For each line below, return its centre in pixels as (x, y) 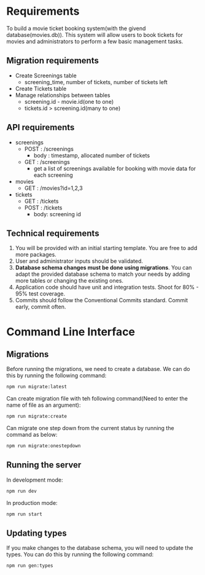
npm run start (25, 514)
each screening (53, 175)
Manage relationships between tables (63, 95)
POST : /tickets (43, 208)
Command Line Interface (71, 331)
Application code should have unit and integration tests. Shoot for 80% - (107, 287)
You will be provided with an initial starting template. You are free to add (106, 248)
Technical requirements (53, 233)
